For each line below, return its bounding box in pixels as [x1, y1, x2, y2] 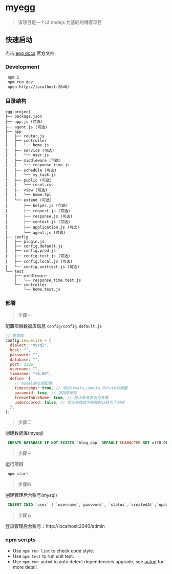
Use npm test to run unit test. [12, 553, 74, 559]
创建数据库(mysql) [5, 430, 44, 436]
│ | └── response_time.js [5, 162, 70, 167]
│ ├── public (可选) [5, 178, 52, 183]
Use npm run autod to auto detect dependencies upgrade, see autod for [12, 559, 164, 565]
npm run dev [7, 79, 33, 84]
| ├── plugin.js [5, 239, 45, 244]
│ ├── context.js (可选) [5, 219, 71, 224]
